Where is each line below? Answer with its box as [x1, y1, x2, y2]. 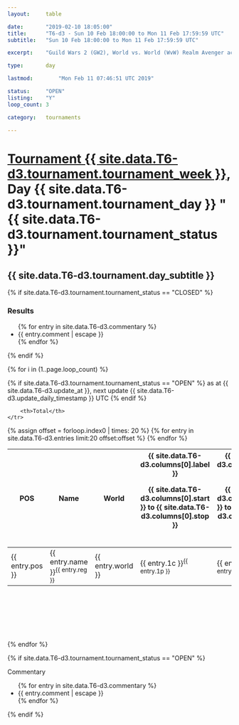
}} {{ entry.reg [49, 566, 87, 576]
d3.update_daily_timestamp [7, 394, 87, 402]
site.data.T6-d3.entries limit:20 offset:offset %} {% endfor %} [7, 434, 188, 442]
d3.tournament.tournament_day [7, 196, 203, 212]
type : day [7, 62, 55, 70]
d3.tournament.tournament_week [7, 166, 212, 182]
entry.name [49, 557, 88, 566]
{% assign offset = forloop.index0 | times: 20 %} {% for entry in [7, 426, 194, 434]
